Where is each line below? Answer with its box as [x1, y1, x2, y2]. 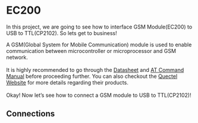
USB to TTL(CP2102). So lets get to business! [6, 29, 117, 36]
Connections [6, 109, 55, 119]
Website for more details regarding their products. [6, 78, 129, 86]
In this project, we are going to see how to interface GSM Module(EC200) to [6, 23, 193, 30]
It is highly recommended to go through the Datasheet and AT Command [6, 66, 184, 73]
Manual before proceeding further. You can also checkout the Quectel [6, 72, 178, 80]
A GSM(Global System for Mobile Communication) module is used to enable [6, 41, 192, 48]
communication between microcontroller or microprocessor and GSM [6, 47, 177, 54]
